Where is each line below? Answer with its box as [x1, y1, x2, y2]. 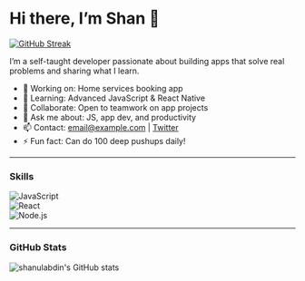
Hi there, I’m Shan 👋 [9, 8, 161, 29]
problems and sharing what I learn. [9, 65, 140, 76]
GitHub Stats [9, 241, 67, 254]
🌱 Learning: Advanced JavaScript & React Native [22, 92, 206, 103]
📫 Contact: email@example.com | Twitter [22, 121, 179, 132]
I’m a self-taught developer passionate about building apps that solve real [9, 55, 285, 66]
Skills [9, 170, 34, 182]
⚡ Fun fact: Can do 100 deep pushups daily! [22, 135, 186, 146]
